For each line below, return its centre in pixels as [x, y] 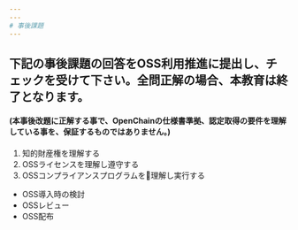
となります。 [55, 97]
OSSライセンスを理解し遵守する [80, 165]
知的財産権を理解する [61, 153]
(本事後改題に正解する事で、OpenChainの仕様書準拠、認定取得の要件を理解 [148, 121]
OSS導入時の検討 [53, 195]
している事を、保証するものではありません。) [90, 132]
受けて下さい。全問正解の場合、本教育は [166, 80]
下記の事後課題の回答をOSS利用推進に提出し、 [138, 63]
